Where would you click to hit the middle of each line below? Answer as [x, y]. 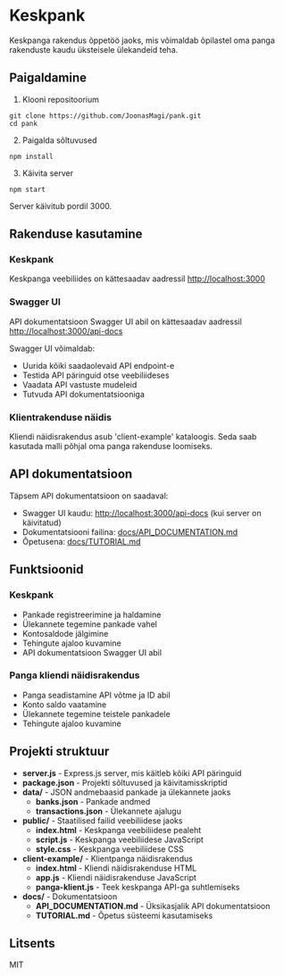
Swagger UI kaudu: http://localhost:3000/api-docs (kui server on [142, 513]
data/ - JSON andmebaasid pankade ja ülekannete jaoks [126, 792]
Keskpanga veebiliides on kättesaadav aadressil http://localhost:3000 [138, 279]
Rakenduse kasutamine [76, 234]
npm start [28, 189]
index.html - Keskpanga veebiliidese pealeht [118, 830]
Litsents [32, 944]
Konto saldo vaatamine [64, 704]
